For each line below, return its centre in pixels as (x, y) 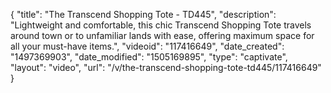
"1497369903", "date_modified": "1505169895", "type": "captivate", (149, 57)
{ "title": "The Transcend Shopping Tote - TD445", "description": (143, 14)
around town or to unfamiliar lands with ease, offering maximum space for (162, 35)
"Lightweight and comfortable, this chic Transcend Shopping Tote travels (161, 25)
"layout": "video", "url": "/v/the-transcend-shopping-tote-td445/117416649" (166, 67)
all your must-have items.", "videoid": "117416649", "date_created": (147, 46)
